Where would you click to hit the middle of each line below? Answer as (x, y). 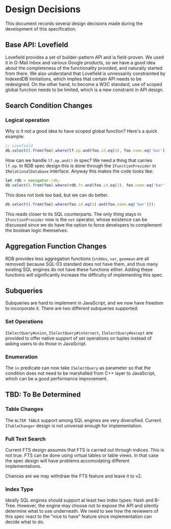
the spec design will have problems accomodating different (67, 461)
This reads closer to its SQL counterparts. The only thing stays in (73, 214)
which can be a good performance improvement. (56, 379)
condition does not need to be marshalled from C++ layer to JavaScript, (81, 373)
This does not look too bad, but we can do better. (57, 195)
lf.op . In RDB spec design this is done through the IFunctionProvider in (81, 166)
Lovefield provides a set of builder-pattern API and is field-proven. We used (84, 57)
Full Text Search (25, 439)
